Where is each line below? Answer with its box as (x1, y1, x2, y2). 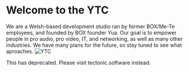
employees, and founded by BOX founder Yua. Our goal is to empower (6, 29, 177, 36)
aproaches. (6, 47, 34, 54)
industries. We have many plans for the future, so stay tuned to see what (6, 42, 183, 49)
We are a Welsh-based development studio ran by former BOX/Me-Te (6, 23, 175, 30)
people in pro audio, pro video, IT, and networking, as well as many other (6, 35, 183, 42)
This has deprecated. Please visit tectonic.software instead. (6, 59, 151, 66)
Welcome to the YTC (6, 4, 109, 17)
